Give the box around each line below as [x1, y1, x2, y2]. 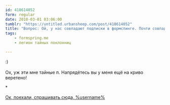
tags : [5, 31, 17, 36]
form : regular [5, 12, 35, 17]
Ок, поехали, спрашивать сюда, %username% [5, 94, 105, 100]
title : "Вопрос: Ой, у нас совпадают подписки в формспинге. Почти [5, 26, 151, 31]
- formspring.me [14, 36, 49, 41]
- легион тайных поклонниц [14, 40, 71, 45]
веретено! [5, 74, 27, 81]
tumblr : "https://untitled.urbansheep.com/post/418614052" [5, 21, 133, 27]
